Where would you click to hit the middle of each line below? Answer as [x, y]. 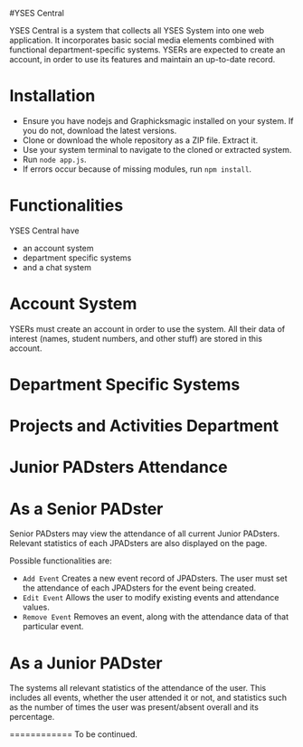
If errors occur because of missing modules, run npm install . [137, 169]
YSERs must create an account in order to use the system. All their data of [147, 328]
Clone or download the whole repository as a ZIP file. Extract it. [140, 140]
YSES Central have [44, 231]
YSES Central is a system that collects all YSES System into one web [137, 30]
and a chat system [57, 267]
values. [36, 607]
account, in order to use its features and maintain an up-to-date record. [142, 59]
